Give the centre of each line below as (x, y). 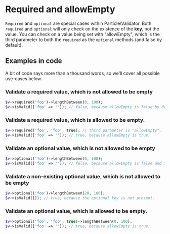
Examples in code (34, 61)
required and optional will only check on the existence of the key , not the (82, 28)
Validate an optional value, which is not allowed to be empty (80, 148)
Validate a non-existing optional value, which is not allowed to (83, 176)
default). (14, 45)
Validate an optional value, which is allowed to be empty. (76, 211)
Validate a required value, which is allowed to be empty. (75, 120)
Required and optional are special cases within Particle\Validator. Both (78, 23)
